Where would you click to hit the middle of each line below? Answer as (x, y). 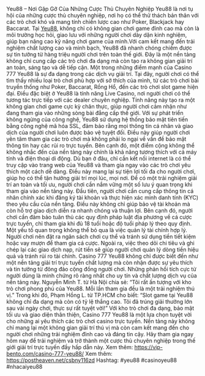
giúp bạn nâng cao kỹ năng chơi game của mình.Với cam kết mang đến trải (101, 41)
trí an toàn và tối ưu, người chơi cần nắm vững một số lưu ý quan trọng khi (99, 184)
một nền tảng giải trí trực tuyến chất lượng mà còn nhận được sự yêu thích (100, 262)
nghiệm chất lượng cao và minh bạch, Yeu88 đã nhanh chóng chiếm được (99, 48)
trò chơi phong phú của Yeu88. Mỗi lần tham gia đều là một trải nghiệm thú (100, 288)
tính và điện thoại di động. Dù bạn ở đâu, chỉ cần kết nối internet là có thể (99, 158)
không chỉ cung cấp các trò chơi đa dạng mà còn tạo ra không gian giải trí (99, 61)
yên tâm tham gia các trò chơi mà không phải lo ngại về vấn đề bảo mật (96, 139)
